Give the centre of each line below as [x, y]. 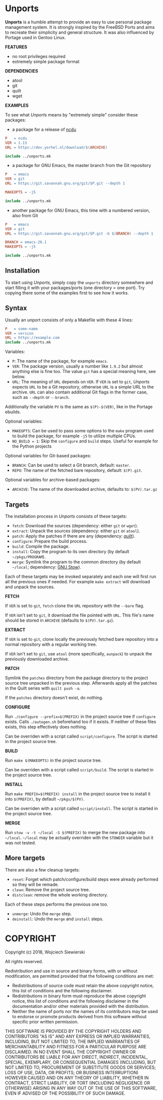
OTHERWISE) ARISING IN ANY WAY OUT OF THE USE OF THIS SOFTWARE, [81, 1088]
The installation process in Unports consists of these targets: [66, 516]
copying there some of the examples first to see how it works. [67, 293]
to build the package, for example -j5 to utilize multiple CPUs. [74, 436]
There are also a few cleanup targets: [43, 870]
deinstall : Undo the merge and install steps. [58, 919]
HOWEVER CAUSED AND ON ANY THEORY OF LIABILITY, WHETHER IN [77, 1078]
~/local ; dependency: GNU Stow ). [46, 567]
